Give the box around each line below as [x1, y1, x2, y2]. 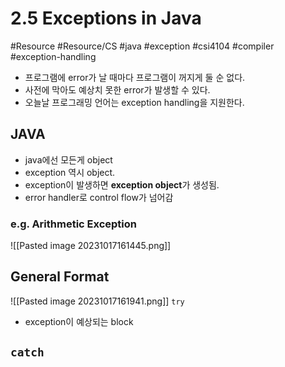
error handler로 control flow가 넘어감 [24, 191, 174, 203]
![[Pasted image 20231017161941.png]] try [10, 295, 185, 307]
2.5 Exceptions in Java [10, 7, 202, 30]
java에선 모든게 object [24, 153, 113, 166]
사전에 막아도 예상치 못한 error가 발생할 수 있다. [24, 83, 211, 96]
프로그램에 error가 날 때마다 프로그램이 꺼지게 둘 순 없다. [24, 71, 246, 83]
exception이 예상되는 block [24, 315, 134, 327]
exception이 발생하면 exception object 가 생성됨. [24, 178, 220, 191]
